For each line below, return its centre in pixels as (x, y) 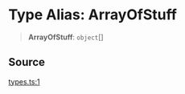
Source (27, 62)
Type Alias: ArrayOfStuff (92, 15)
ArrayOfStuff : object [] (66, 37)
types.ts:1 (24, 81)
